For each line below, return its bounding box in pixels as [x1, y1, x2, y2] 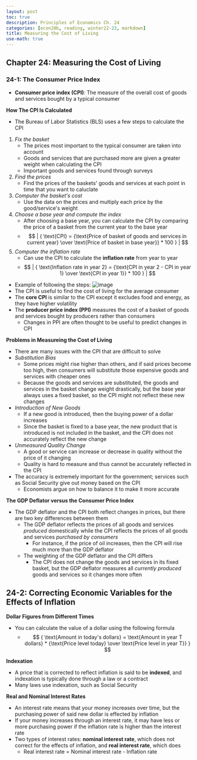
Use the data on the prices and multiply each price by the [23, 198, 163, 205]
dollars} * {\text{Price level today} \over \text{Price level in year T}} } [24, 640, 191, 647]
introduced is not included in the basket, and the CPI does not [23, 429, 173, 436]
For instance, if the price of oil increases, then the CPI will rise [32, 540, 182, 547]
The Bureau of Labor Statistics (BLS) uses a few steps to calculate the [14, 118, 185, 125]
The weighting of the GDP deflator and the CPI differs [23, 552, 153, 559]
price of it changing [23, 454, 71, 461]
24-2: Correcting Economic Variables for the [6, 588, 172, 598]
